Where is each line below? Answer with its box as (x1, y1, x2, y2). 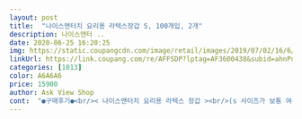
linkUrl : (9, 55, 42, 64)
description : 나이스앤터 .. (9, 30, 105, 38)
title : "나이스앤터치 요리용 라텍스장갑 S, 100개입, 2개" (9, 21, 203, 30)
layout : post (9, 13, 58, 22)
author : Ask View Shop (9, 88, 94, 97)
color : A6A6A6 (9, 72, 63, 81)
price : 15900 (9, 80, 58, 89)
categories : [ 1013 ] (9, 64, 83, 72)
